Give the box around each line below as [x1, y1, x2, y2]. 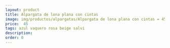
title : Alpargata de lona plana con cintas [5, 12, 99, 17]
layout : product [5, 7, 39, 12]
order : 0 [5, 35, 24, 40]
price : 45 [5, 21, 28, 26]
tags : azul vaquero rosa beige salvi [5, 26, 85, 31]
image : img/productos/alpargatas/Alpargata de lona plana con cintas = [5, 16, 159, 21]
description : [5, 30, 33, 35]
